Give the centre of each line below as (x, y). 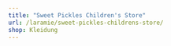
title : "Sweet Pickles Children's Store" (77, 15)
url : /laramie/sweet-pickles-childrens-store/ (86, 23)
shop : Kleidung (33, 30)
